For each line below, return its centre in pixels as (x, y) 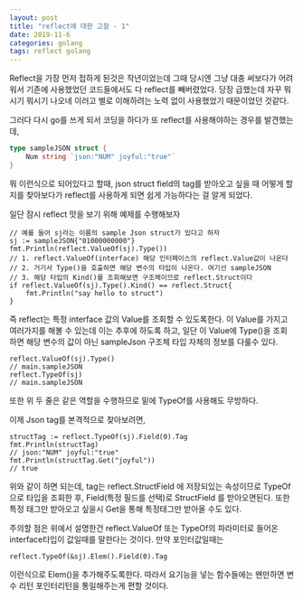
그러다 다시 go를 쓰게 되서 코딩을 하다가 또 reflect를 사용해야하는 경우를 (136, 120)
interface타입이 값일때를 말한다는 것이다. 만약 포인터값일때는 (117, 539)
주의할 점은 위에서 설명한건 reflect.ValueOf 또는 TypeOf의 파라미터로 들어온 (144, 528)
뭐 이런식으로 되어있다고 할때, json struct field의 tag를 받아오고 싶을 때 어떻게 (147, 183)
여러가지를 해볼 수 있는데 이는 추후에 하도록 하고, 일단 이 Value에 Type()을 (140, 330)
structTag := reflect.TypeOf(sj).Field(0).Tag (99, 436)
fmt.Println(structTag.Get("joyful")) (82, 460)
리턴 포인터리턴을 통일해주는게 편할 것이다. (94, 585)
